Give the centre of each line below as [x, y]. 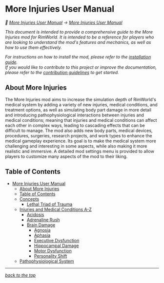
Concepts [29, 199]
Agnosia [42, 230]
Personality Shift [51, 256]
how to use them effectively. [33, 47]
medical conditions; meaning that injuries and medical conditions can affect [81, 120]
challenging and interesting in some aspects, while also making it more [76, 146]
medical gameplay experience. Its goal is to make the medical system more [81, 141]
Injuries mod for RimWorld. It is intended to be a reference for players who [80, 37]
